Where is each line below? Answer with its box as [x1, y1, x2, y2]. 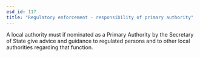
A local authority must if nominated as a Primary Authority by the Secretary [6, 31, 194, 38]
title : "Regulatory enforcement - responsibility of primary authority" [6, 14, 194, 20]
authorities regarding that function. [6, 43, 93, 51]
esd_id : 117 [6, 8, 36, 15]
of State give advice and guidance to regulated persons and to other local [6, 37, 190, 44]
